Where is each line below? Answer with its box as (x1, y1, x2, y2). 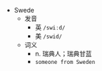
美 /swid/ (34, 32, 63, 40)
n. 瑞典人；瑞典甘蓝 (34, 49, 92, 58)
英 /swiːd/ (34, 23, 65, 31)
